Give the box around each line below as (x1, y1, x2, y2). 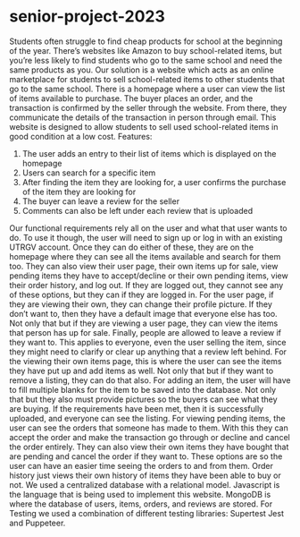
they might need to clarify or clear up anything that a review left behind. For (9, 346, 287, 357)
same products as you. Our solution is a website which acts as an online (9, 64, 274, 75)
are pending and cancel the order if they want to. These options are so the (9, 450, 283, 462)
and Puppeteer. (9, 517, 66, 528)
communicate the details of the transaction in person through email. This (9, 112, 277, 123)
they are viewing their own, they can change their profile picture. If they (9, 298, 272, 310)
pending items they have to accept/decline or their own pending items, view (9, 270, 288, 281)
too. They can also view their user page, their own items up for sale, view (9, 260, 279, 271)
